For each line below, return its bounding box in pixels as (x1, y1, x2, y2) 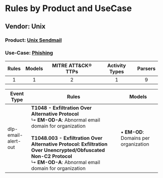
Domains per (120, 134, 150, 141)
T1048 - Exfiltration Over (31, 104, 92, 111)
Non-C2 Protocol (31, 153, 72, 160)
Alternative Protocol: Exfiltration (31, 141, 108, 148)
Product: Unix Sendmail (5, 37, 62, 44)
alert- (7, 137, 21, 144)
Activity (107, 62, 126, 69)
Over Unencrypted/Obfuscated (31, 147, 105, 153)
